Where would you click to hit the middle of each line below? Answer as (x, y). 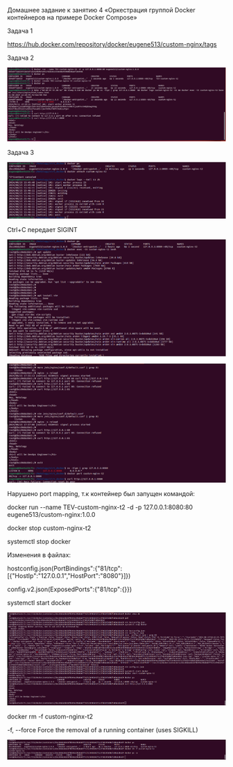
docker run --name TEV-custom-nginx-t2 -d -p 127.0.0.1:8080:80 (100, 507)
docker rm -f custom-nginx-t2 (50, 717)
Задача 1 (20, 31)
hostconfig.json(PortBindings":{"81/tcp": (65, 568)
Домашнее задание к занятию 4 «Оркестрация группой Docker (101, 10)
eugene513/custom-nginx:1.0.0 (51, 515)
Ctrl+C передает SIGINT (42, 230)
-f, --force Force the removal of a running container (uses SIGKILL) (103, 730)
